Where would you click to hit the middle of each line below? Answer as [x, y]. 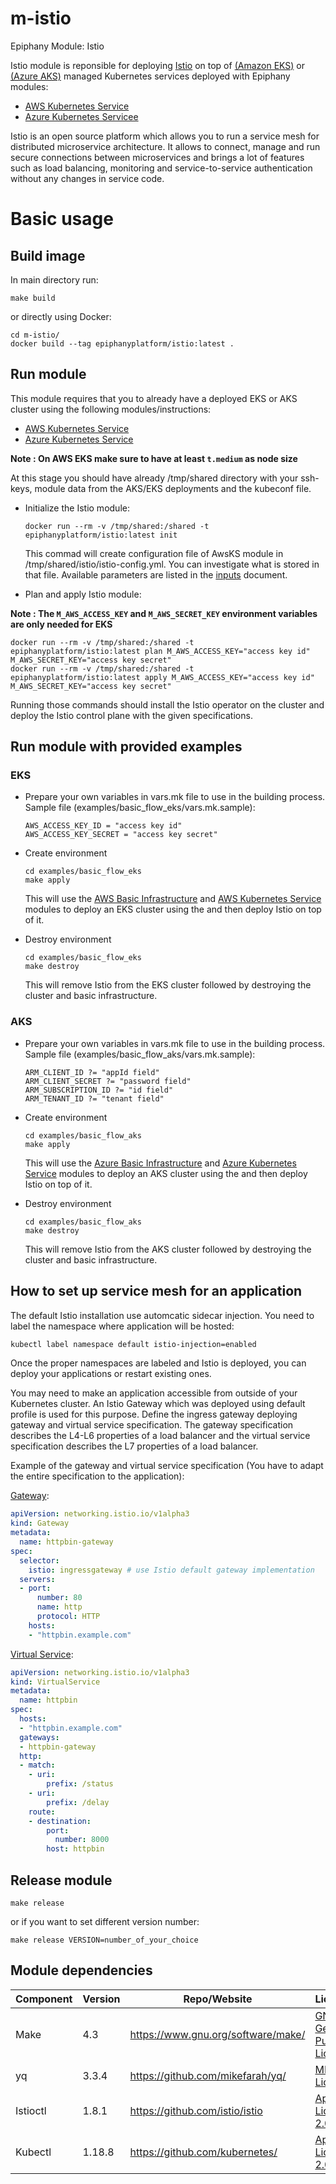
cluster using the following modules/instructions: [111, 409]
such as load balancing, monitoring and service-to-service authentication [161, 168]
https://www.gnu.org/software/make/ [217, 2034]
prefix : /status [80, 1784]
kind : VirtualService [55, 1682]
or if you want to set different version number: [105, 1921]
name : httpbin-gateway [66, 1542]
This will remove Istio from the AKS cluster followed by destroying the [168, 1249]
